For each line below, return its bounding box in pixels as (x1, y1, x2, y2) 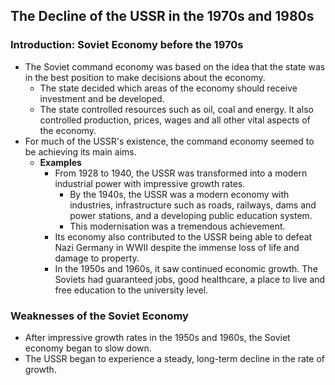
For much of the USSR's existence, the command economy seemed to (24, 135, 315, 147)
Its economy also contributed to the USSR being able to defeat (54, 230, 313, 243)
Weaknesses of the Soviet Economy (10, 309, 189, 323)
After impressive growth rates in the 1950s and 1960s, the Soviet (24, 331, 291, 343)
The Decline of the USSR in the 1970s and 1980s (10, 8, 315, 25)
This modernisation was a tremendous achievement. (69, 220, 286, 232)
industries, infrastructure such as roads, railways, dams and (69, 199, 317, 211)
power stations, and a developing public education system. (69, 209, 313, 221)
